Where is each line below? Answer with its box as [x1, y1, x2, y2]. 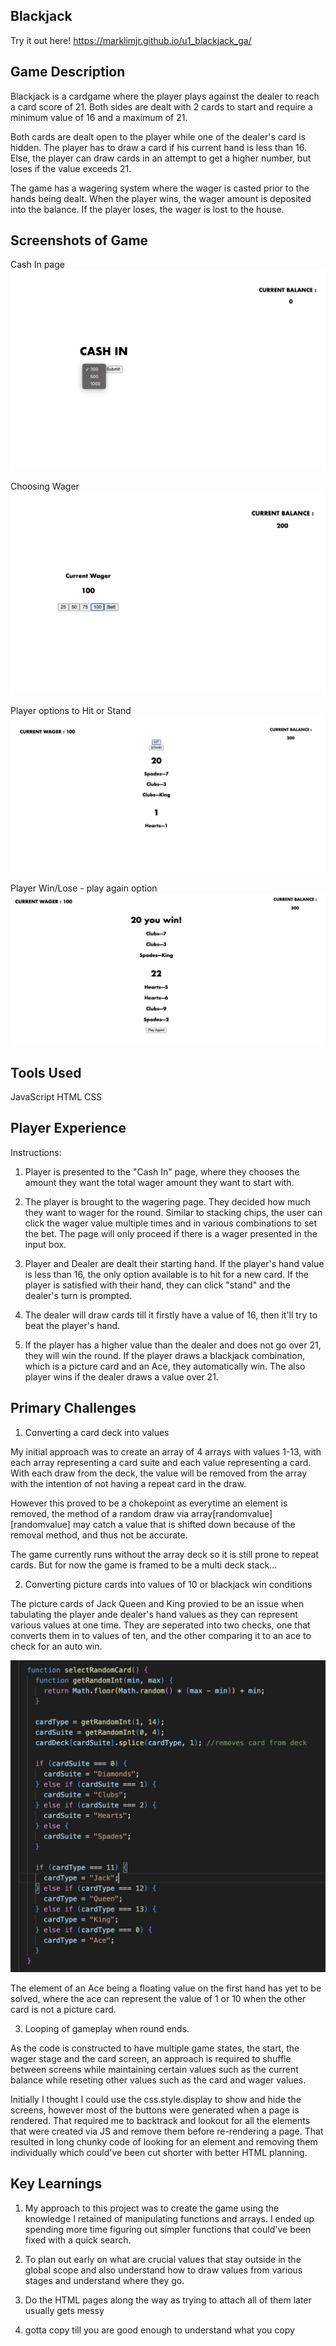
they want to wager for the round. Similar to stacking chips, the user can [24, 1206, 323, 1218]
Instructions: [10, 1146, 62, 1158]
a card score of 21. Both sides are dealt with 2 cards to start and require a [10, 100, 313, 113]
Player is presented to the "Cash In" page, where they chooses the [24, 1165, 300, 1178]
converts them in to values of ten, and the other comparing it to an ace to [10, 1629, 312, 1641]
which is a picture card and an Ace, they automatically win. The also [24, 1360, 306, 1372]
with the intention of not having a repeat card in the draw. [10, 1477, 247, 1489]
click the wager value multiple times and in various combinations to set [24, 1217, 318, 1229]
